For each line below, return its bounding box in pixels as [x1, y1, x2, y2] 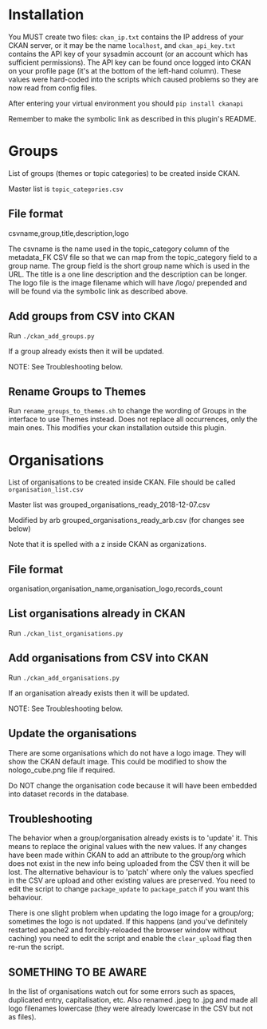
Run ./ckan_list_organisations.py [8, 628, 124, 637]
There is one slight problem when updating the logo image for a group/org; [8, 908, 254, 918]
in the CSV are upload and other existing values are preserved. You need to [8, 875, 256, 885]
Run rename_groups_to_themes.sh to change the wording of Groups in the [8, 406, 247, 416]
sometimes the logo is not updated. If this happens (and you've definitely [8, 917, 249, 927]
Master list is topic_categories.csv [8, 184, 124, 193]
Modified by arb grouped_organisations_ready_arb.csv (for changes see [8, 516, 245, 525]
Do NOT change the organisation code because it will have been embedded [8, 780, 257, 790]
